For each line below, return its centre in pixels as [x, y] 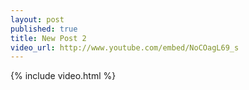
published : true [44, 29]
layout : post [37, 19]
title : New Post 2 [48, 38]
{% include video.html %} [63, 76]
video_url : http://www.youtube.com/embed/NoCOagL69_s [125, 47]
